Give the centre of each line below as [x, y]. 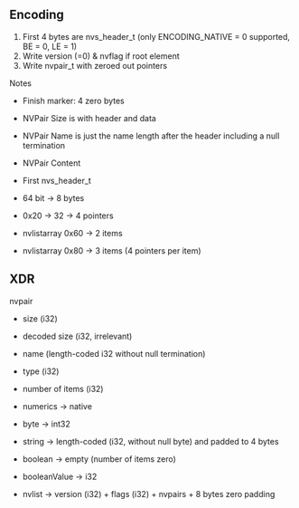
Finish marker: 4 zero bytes [73, 101]
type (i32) [41, 371]
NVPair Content [51, 163]
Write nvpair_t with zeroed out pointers [95, 65]
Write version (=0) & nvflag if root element [101, 56]
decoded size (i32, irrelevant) [77, 336]
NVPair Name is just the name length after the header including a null [151, 136]
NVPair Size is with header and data [89, 118]
